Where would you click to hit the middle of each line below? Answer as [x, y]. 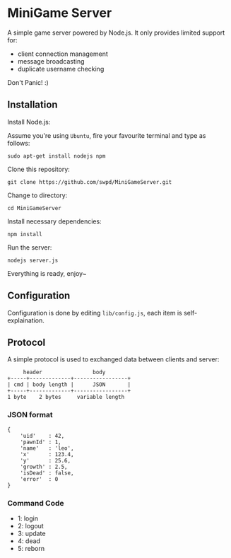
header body [64, 373]
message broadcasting [51, 61]
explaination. [26, 320]
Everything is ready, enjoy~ [47, 273]
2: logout [30, 525]
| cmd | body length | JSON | [69, 385]
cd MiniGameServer [34, 208]
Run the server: [30, 247]
